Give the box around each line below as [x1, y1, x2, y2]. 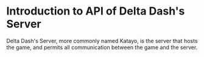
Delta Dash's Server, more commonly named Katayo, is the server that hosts [6, 37, 198, 44]
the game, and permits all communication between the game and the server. [6, 44, 198, 51]
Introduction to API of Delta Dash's [6, 4, 185, 18]
